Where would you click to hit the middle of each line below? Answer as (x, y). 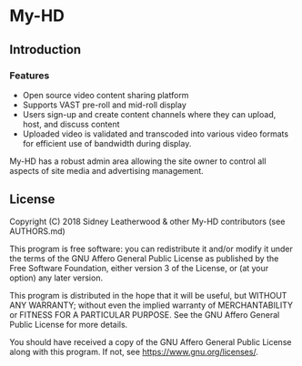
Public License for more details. (69, 324)
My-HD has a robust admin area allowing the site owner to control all (138, 161)
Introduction (45, 50)
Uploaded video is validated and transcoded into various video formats (156, 134)
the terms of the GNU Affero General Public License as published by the (144, 258)
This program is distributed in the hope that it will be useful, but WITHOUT (148, 295)
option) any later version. (56, 278)
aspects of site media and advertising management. (107, 170)
